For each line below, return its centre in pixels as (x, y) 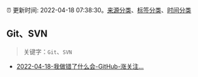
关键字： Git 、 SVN (48, 52)
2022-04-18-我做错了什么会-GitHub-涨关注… (80, 66)
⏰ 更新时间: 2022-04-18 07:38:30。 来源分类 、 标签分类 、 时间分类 (99, 10)
